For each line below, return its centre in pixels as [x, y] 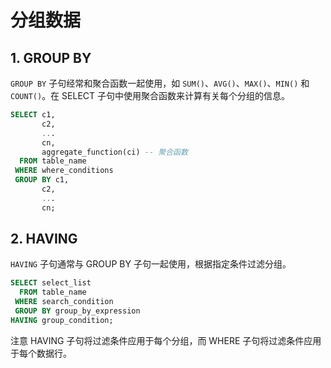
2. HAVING [44, 239]
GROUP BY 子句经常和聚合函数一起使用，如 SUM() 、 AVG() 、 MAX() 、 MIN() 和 [160, 83]
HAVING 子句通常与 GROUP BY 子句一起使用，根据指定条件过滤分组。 [151, 264]
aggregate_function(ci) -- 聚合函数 [114, 152]
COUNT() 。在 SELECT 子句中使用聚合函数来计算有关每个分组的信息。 [150, 95]
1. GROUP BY [51, 57]
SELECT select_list [51, 283]
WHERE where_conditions [64, 171]
